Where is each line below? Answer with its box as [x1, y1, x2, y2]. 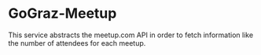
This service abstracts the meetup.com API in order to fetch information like [8, 30, 254, 40]
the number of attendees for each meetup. [8, 38, 146, 47]
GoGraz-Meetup [8, 5, 117, 22]
